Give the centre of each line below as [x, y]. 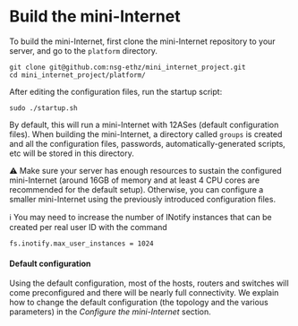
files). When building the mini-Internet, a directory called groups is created [146, 134]
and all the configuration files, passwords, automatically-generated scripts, [148, 143]
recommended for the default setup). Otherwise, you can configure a [136, 189]
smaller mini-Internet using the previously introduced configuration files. [142, 199]
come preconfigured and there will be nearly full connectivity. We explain [144, 293]
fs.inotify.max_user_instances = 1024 [81, 244]
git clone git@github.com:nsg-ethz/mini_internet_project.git [128, 67]
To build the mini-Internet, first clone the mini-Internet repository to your [142, 41]
